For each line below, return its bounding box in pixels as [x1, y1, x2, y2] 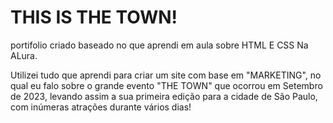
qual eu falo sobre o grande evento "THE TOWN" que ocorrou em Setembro [10, 79, 323, 91]
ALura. [10, 49, 38, 61]
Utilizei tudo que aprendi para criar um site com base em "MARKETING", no [10, 69, 322, 81]
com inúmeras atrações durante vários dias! [10, 101, 192, 113]
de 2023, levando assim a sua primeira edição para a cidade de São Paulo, [10, 90, 318, 102]
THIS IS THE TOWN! [10, 6, 178, 29]
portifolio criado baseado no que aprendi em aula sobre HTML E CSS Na [10, 39, 309, 51]
